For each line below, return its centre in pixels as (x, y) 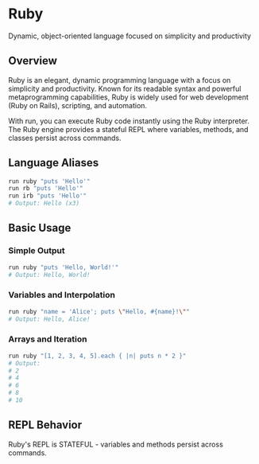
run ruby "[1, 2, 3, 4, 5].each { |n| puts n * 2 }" (97, 356)
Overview (33, 61)
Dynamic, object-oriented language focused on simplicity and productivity (130, 36)
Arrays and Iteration (48, 339)
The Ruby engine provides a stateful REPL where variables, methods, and (128, 129)
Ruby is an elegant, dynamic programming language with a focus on (120, 80)
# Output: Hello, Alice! (49, 319)
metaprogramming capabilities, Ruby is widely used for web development (128, 97)
